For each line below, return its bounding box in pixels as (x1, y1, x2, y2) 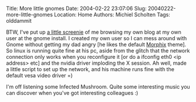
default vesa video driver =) (6, 72, 73, 79)
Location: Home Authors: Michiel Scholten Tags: (54, 11, 171, 18)
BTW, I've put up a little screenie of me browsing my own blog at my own (6, 29, 181, 36)
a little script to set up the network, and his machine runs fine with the (6, 66, 174, 72)
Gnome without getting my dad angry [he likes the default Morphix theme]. (6, 41, 187, 48)
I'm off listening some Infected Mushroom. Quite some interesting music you (6, 83, 190, 90)
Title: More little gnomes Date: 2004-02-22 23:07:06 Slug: (6, 5, 147, 12)
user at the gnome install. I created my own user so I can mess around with (6, 35, 187, 41)
